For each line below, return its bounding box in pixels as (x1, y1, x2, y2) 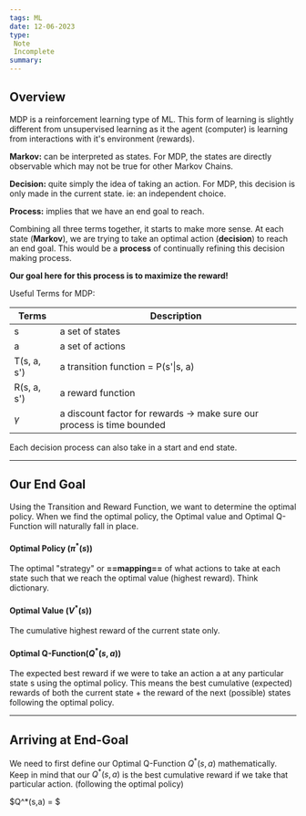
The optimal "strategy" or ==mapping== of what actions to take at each (9, 563, 280, 574)
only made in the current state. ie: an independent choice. (9, 188, 227, 199)
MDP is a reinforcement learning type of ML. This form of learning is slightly (9, 113, 294, 124)
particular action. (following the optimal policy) (9, 779, 184, 790)
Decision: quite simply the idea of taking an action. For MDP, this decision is (9, 178, 296, 189)
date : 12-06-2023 (9, 22, 76, 31)
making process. (9, 252, 72, 263)
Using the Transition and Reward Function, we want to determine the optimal (9, 501, 297, 512)
